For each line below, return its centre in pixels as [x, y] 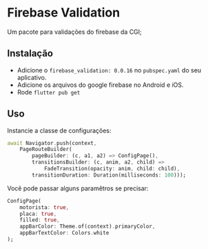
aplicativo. [32, 77]
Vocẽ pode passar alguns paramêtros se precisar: [78, 188]
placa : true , [38, 214]
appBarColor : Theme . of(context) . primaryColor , [87, 227]
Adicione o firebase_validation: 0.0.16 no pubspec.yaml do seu [109, 70]
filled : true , [40, 220]
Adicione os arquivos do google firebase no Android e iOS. [100, 85]
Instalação [30, 53]
